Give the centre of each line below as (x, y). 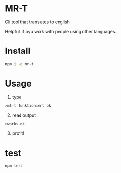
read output (24, 115)
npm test (14, 166)
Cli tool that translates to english (37, 22)
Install (18, 51)
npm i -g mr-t (20, 64)
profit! (18, 133)
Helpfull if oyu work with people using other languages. (60, 31)
